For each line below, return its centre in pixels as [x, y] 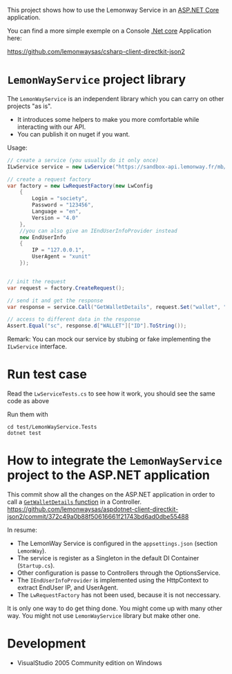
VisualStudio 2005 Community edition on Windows [89, 663]
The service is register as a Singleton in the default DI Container [108, 558]
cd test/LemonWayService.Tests [52, 427]
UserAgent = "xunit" [61, 257]
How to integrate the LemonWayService [115, 461]
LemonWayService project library [97, 80]
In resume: [22, 530]
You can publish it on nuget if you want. [74, 134]
